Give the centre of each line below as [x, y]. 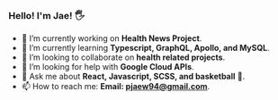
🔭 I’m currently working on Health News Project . [112, 38]
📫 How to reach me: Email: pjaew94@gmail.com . [116, 87]
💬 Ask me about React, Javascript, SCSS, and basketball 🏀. [133, 77]
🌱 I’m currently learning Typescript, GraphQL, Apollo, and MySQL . [146, 48]
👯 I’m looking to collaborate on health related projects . [123, 57]
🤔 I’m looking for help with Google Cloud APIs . [108, 67]
